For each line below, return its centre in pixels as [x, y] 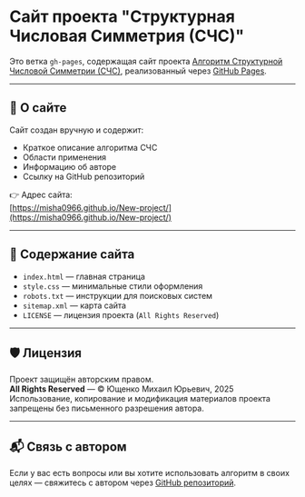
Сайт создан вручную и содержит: [77, 130]
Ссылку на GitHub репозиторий [84, 176]
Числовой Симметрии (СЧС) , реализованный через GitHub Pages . [138, 71]
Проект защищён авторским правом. [82, 380]
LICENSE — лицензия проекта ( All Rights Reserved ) [121, 314]
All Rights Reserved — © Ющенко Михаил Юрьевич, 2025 [122, 389]
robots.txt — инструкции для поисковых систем [118, 295]
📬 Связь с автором [68, 447]
